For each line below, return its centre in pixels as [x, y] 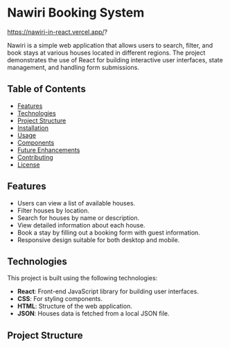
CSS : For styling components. [60, 299]
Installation [33, 128]
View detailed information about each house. [81, 225]
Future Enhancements [48, 149]
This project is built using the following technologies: [82, 278]
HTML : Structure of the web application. [75, 306]
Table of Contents [47, 89]
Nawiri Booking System [76, 13]
